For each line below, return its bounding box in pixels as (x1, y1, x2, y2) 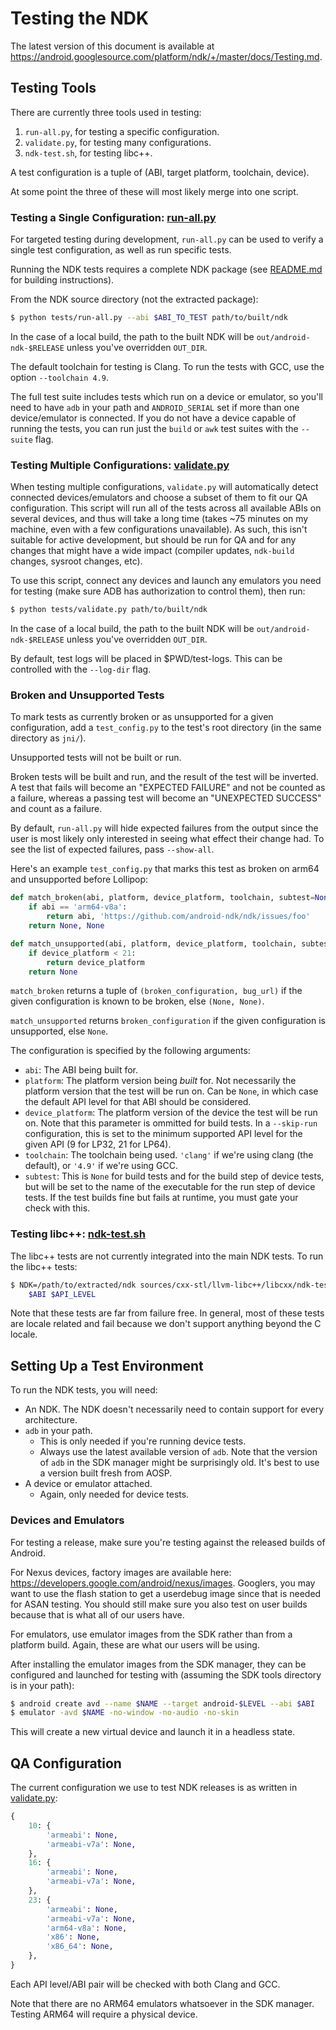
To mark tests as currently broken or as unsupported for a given (10, 711, 274, 723)
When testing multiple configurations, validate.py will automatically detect (10, 481, 319, 493)
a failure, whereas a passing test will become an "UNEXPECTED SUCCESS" (10, 792, 322, 804)
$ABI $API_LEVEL (28, 1289, 97, 1299)
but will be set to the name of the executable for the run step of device (24, 1181, 316, 1193)
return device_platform (46, 957, 145, 967)
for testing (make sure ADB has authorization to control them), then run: (10, 585, 306, 597)
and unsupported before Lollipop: (10, 873, 149, 886)
